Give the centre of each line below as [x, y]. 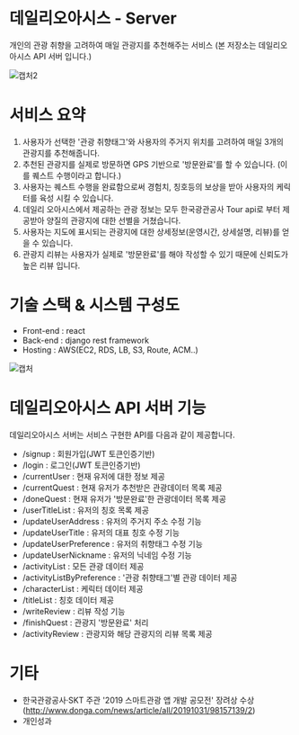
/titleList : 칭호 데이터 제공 [68, 600]
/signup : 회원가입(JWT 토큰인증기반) [88, 453]
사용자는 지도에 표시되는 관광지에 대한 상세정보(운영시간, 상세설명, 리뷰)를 [151, 231]
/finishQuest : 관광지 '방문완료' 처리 [85, 623]
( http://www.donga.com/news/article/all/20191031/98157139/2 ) [139, 710]
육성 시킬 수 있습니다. [76, 198]
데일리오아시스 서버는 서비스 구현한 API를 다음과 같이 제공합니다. [122, 435]
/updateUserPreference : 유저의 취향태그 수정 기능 [113, 543]
